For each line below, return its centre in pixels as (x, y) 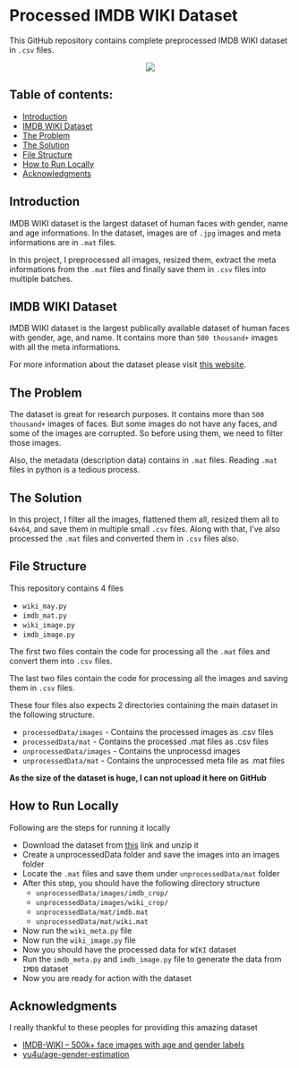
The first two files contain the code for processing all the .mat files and (140, 651)
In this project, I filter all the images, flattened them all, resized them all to (144, 519)
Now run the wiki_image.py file (79, 940)
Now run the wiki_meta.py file (77, 930)
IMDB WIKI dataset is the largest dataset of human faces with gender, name (149, 223)
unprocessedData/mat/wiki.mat (92, 922)
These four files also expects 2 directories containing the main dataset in (144, 705)
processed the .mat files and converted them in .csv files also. (124, 538)
